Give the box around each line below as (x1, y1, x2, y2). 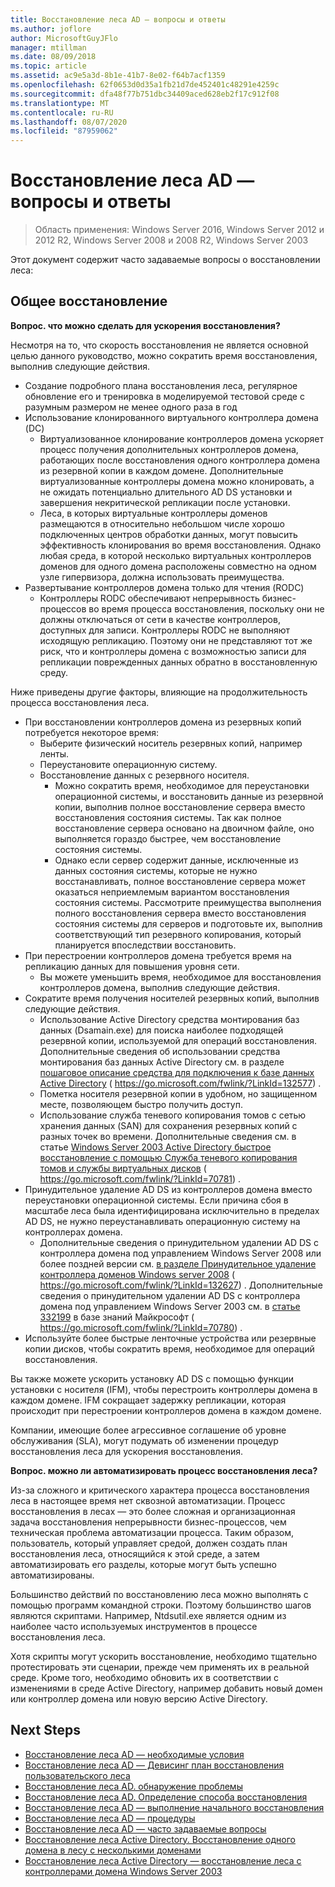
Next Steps (10, 1722, 81, 1739)
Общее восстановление (10, 293, 168, 310)
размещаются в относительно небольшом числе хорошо (39, 517, 285, 530)
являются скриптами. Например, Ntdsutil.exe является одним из (10, 1609, 287, 1621)
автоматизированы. (10, 1569, 95, 1581)
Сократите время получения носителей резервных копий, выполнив (24, 992, 320, 1004)
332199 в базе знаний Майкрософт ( (39, 1311, 195, 1323)
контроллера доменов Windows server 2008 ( (39, 1268, 236, 1280)
